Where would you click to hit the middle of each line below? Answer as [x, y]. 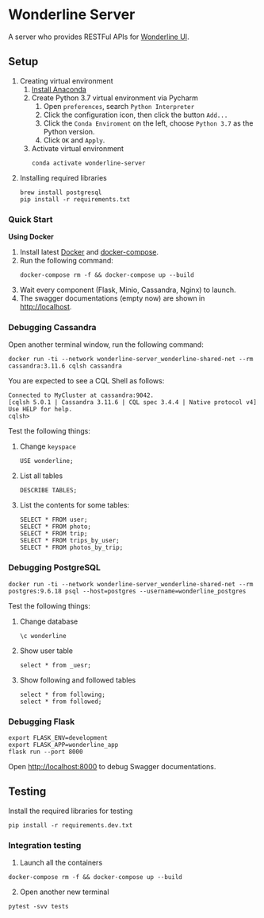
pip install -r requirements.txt [75, 199]
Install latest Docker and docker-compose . [89, 252]
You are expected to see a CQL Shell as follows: [86, 381]
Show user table [46, 651]
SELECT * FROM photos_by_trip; [71, 548]
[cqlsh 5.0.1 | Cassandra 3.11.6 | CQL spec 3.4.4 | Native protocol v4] [133, 403]
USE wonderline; [46, 461]
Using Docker [31, 237]
